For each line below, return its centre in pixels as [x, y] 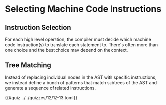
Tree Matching [28, 65]
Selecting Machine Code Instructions [83, 9]
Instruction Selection [38, 27]
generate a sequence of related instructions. [50, 88]
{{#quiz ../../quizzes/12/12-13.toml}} [41, 97]
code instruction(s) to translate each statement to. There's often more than [81, 45]
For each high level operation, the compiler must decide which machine [78, 39]
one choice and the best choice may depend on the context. [67, 50]
